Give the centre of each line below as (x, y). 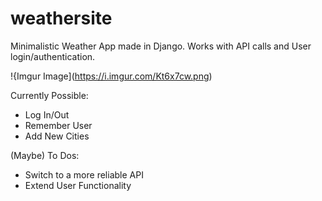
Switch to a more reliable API (84, 174)
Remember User (58, 125)
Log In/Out (47, 114)
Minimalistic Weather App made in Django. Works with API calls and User (161, 46)
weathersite (61, 18)
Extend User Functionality (78, 185)
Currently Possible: (49, 95)
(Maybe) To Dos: (45, 155)
